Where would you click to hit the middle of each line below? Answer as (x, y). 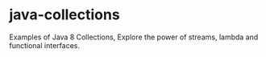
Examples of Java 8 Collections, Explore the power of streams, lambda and (134, 37)
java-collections (64, 15)
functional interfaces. (44, 45)
